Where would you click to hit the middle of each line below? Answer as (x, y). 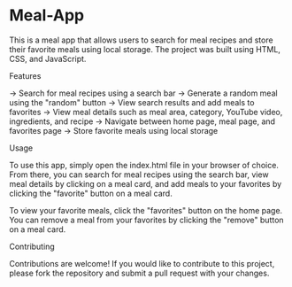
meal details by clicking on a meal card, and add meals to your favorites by (146, 183)
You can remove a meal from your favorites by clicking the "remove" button (147, 220)
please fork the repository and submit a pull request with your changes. (139, 273)
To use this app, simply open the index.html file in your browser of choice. (144, 165)
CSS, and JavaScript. (48, 58)
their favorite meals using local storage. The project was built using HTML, (145, 49)
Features (25, 75)
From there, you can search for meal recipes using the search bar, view (139, 175)
